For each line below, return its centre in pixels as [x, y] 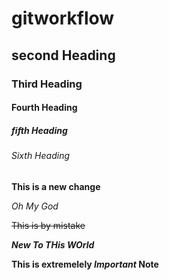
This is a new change [56, 186]
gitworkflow [63, 18]
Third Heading [47, 84]
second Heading [63, 55]
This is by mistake [48, 225]
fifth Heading [39, 130]
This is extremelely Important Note [85, 264]
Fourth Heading [44, 108]
